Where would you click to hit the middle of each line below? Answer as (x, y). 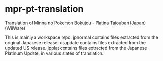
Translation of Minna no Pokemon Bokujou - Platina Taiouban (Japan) (76, 23)
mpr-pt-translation (44, 9)
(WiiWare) (15, 28)
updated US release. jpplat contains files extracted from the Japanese (76, 48)
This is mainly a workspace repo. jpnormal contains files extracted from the (82, 37)
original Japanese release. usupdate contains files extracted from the (76, 42)
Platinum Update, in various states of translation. (54, 53)
